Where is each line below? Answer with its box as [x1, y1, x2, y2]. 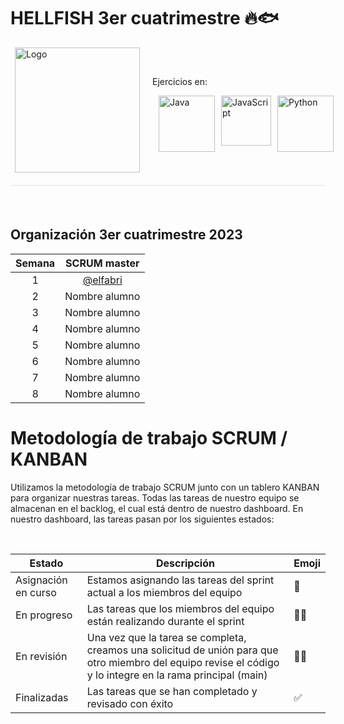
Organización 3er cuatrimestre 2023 [10, 226, 243, 244]
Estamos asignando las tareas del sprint [86, 573, 275, 587]
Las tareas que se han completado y [86, 684, 258, 698]
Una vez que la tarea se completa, [86, 630, 247, 644]
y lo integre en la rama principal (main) [86, 668, 268, 682]
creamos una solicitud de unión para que [86, 643, 279, 657]
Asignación [15, 573, 68, 587]
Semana [15, 256, 56, 270]
